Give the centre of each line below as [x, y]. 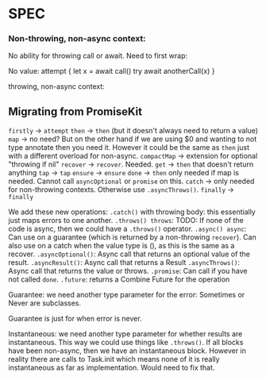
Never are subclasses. [45, 303]
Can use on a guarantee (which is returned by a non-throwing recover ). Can [132, 237]
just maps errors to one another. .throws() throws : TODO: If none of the [126, 221]
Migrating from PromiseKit [75, 111]
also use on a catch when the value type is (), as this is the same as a [121, 246]
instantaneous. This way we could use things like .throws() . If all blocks [126, 343]
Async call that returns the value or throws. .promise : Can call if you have [128, 271]
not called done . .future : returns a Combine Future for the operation [119, 279]
